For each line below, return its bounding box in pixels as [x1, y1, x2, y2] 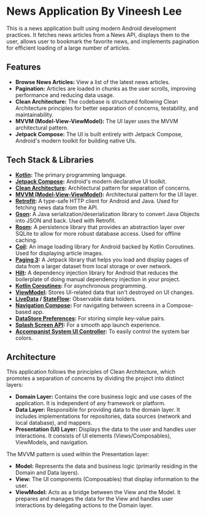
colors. [15, 334, 33, 341]
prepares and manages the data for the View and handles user [15, 495, 174, 503]
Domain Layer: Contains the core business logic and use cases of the [15, 393, 192, 400]
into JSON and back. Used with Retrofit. [15, 217, 116, 224]
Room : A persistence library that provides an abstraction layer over [15, 223, 185, 231]
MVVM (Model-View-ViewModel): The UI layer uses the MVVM [15, 117, 178, 125]
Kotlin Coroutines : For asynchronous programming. [15, 282, 147, 289]
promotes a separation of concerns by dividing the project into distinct [6, 374, 185, 382]
